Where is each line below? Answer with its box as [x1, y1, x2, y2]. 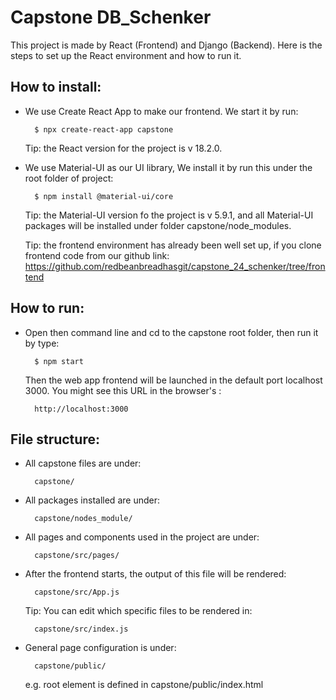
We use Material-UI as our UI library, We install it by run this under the [24, 161, 313, 173]
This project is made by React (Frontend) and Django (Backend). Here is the [10, 39, 323, 51]
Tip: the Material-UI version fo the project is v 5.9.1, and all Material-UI [24, 209, 314, 221]
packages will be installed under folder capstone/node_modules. [24, 219, 292, 231]
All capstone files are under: [24, 457, 142, 470]
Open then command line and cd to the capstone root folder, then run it [24, 326, 319, 338]
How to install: [10, 79, 102, 96]
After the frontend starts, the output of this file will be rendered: [24, 568, 287, 580]
